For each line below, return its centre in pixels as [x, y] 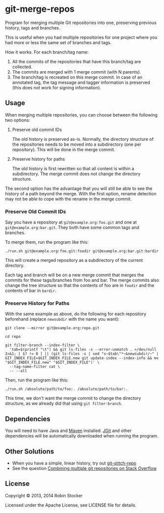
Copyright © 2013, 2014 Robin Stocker [44, 495]
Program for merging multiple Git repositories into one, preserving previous [81, 23]
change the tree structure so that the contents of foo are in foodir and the [80, 285]
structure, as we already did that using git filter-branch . [64, 404]
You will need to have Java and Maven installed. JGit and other [69, 431]
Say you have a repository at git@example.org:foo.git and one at [71, 222]
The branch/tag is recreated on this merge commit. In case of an [77, 77]
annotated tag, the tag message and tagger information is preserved [81, 82]
